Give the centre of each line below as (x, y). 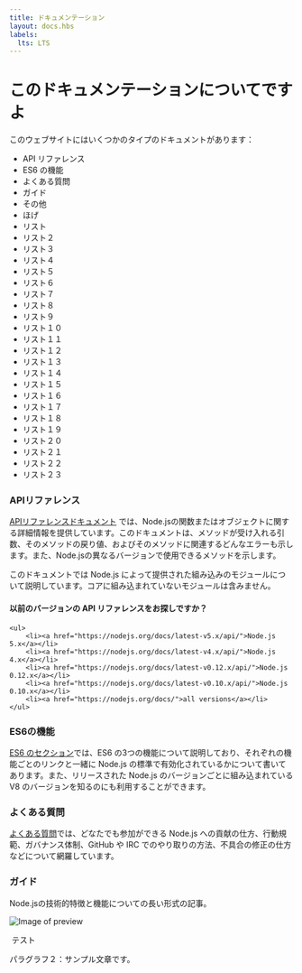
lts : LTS (34, 43)
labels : (24, 34)
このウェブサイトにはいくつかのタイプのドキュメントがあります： (132, 140)
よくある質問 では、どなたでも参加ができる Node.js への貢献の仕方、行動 (144, 834)
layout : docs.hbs (42, 26)
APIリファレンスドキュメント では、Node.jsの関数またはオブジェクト (137, 522)
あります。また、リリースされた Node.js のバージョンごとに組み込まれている (151, 775)
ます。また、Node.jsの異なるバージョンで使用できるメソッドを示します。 (145, 555)
